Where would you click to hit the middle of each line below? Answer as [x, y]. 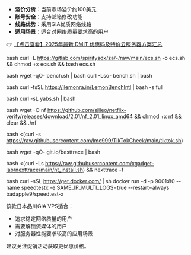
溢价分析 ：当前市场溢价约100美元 [55, 9]
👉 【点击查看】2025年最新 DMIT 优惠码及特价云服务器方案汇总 [84, 44]
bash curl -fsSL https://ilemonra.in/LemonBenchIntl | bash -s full [85, 87]
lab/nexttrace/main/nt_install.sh [44, 170]
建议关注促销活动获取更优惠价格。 [48, 246]
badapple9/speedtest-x [35, 194]
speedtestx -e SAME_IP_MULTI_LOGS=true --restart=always [95, 187]
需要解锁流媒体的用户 [41, 226]
